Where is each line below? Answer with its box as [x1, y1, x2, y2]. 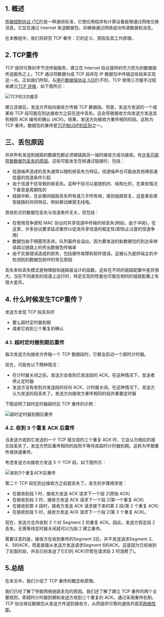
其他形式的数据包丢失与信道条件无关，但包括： [5, 210, 99, 216]
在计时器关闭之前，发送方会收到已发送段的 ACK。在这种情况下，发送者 [12, 372, 155, 378]
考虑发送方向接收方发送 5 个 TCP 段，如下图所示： [5, 459, 106, 465]
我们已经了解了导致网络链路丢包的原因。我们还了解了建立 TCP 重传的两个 [5, 588, 153, 594]
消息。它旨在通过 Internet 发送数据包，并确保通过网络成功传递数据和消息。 [5, 25, 156, 30]
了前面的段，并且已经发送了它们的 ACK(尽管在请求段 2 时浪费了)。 [5, 548, 139, 554]
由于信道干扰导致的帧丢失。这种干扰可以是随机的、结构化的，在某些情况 [12, 181, 158, 187]
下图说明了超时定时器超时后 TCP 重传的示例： [5, 401, 98, 407]
